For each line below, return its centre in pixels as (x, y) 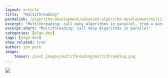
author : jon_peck (23, 47)
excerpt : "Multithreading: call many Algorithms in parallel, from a (79, 24)
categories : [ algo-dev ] (30, 33)
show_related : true (25, 42)
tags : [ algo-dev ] (23, 38)
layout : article (22, 10)
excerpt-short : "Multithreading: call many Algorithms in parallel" (78, 28)
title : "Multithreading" (32, 14)
